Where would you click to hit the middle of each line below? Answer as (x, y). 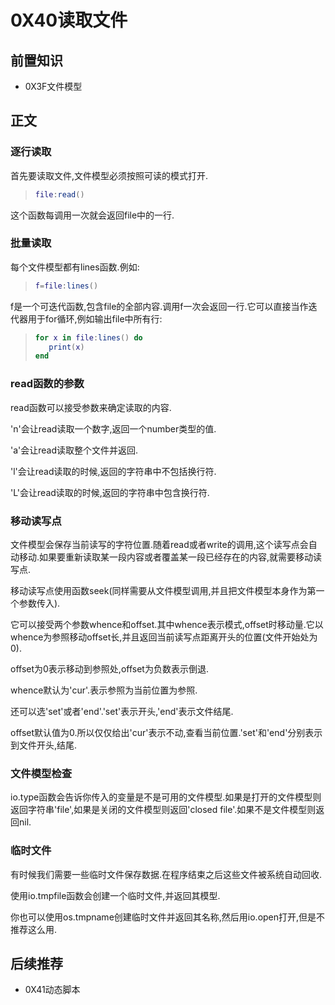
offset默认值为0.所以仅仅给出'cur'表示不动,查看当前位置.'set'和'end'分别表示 (166, 732)
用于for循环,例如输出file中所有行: (95, 318)
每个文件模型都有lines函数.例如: (75, 267)
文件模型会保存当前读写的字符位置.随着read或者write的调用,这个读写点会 (159, 544)
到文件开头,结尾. (44, 745)
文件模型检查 (41, 773)
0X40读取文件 (69, 20)
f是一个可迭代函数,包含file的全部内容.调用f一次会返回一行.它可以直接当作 (159, 306)
